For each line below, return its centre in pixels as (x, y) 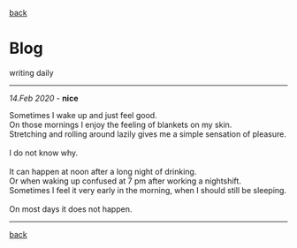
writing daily (32, 72)
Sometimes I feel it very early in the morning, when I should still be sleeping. (148, 190)
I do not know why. (44, 153)
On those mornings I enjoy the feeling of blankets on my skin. (121, 124)
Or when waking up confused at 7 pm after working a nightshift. (125, 181)
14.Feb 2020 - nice (44, 98)
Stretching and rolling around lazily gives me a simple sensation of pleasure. (148, 134)
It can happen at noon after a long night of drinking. (103, 171)
